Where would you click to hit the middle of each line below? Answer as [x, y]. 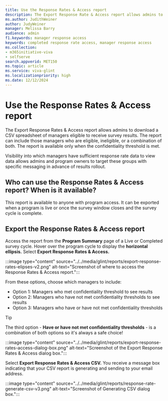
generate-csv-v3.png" [28, 389]
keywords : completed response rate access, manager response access [78, 43]
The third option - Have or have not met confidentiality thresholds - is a [81, 327]
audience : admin [22, 33]
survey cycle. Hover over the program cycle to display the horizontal [77, 246]
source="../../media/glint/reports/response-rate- [106, 383]
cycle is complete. [24, 213]
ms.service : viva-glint [30, 71]
